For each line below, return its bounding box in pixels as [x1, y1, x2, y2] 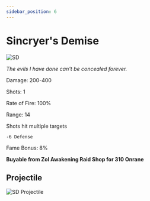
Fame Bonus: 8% [6, 144, 49, 151]
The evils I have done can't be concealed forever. [6, 65, 127, 72]
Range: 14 [6, 111, 31, 118]
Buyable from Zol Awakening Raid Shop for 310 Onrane [6, 155, 144, 163]
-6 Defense [6, 134, 33, 140]
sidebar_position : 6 [6, 8, 58, 15]
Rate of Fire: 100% [6, 99, 52, 106]
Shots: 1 [6, 88, 25, 95]
